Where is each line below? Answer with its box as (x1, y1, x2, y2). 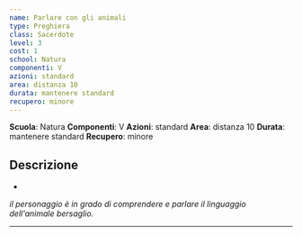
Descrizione (9, 157, 79, 172)
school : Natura (9, 55, 67, 64)
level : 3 (9, 38, 42, 48)
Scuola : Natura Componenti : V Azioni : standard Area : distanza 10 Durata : (9, 122, 286, 132)
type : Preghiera (9, 22, 70, 31)
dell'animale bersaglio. (9, 208, 94, 219)
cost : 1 (9, 47, 39, 56)
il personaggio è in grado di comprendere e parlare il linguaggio (9, 199, 247, 210)
